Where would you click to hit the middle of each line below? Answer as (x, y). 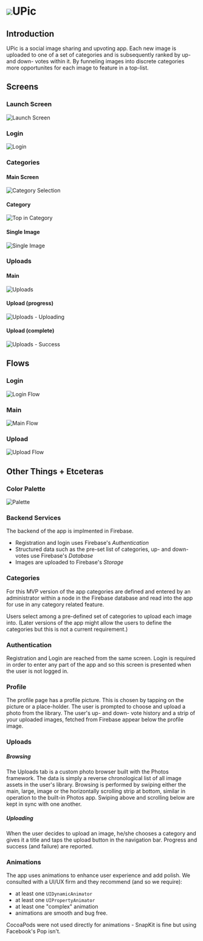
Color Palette (26, 489)
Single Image (23, 232)
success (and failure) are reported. (50, 847)
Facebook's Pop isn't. (33, 931)
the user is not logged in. (37, 671)
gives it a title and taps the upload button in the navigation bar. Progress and (102, 840)
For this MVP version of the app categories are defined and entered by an (98, 591)
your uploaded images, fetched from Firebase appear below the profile (95, 720)
